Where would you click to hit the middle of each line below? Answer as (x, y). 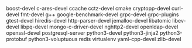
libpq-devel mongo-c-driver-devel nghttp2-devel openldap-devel (99, 27)
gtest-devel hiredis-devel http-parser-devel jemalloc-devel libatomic (89, 21)
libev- (179, 21)
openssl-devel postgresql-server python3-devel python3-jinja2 (83, 33)
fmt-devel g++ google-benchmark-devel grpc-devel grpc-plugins (100, 14)
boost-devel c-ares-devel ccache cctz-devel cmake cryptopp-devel (88, 8)
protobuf (17, 39)
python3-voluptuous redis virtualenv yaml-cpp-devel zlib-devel (105, 39)
